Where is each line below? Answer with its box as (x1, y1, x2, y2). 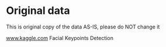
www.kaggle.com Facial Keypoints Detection (6, 34, 114, 41)
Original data (6, 4, 70, 17)
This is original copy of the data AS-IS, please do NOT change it (6, 23, 160, 30)
